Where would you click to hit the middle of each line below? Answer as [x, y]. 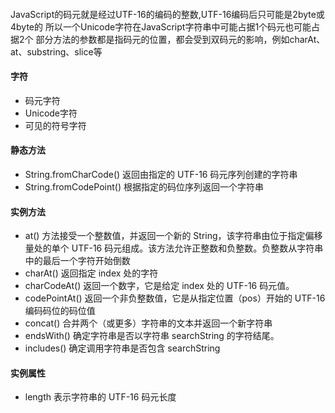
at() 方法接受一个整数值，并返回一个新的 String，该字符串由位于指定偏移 [173, 236]
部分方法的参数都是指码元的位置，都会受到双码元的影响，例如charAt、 [180, 39]
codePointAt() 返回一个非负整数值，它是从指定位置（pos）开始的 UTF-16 [175, 298]
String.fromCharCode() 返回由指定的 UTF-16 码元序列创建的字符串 [161, 174]
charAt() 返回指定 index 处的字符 [91, 273]
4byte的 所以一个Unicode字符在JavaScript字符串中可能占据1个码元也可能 [161, 26]
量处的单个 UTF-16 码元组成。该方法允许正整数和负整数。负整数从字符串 [174, 248]
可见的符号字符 [55, 125]
